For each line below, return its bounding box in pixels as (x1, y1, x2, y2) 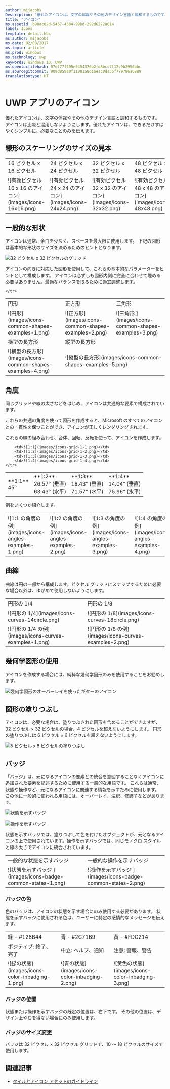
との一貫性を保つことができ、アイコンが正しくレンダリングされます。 (5, 424, 151, 430)
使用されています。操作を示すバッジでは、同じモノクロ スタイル (27, 838, 161, 844)
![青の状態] (60, 960, 87, 967)
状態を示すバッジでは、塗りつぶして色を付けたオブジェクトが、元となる (5, 832, 156, 837)
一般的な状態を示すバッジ (8, 857, 69, 864)
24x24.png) (50, 205, 79, 212)
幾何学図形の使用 (5, 657, 59, 665)
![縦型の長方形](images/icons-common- (65, 354, 162, 361)
